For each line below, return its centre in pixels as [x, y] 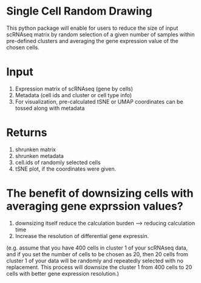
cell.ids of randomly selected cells [58, 162]
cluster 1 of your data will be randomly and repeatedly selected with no [95, 261]
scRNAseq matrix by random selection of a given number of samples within [101, 34]
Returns [27, 133]
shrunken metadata [39, 155]
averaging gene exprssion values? [95, 206]
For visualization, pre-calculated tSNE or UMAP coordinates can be [99, 101]
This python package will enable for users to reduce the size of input [92, 28]
